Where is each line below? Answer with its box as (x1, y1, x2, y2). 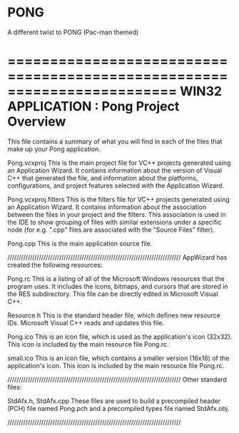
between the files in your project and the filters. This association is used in (7, 210, 226, 218)
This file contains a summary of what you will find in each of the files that (7, 137, 223, 146)
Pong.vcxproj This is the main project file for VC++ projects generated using (7, 158, 231, 167)
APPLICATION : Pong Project (7, 98, 180, 115)
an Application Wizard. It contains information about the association (7, 203, 207, 211)
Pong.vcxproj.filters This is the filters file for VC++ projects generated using (7, 195, 230, 203)
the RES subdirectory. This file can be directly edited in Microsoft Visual (7, 290, 218, 298)
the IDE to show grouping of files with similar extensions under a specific (7, 218, 222, 226)
